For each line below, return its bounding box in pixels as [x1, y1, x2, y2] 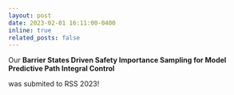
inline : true [8, 26, 52, 34]
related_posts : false [8, 33, 81, 42]
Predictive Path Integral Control [8, 64, 115, 74]
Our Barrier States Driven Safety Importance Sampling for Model [8, 55, 227, 65]
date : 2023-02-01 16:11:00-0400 [8, 19, 116, 27]
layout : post [8, 11, 52, 20]
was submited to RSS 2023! [8, 79, 100, 89]
